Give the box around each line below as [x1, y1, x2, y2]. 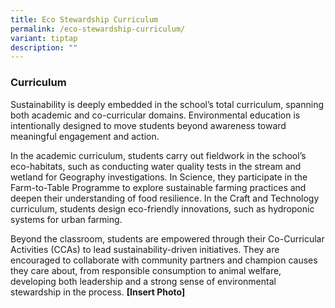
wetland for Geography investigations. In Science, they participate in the [10, 171, 308, 183]
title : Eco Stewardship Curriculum [10, 14, 159, 25]
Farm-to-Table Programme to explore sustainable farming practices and [10, 181, 307, 193]
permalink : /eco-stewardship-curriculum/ [10, 24, 186, 34]
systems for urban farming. [10, 213, 123, 225]
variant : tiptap [10, 33, 78, 43]
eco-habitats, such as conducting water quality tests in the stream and [10, 160, 302, 172]
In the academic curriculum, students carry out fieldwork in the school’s [10, 149, 307, 161]
